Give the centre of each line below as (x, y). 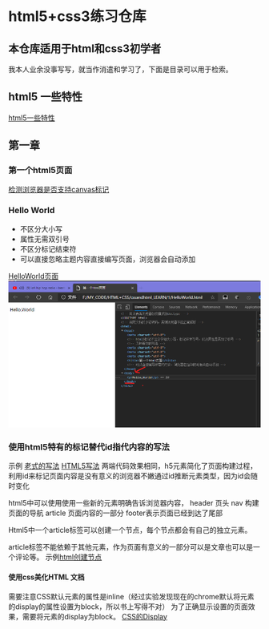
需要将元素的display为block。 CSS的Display (95, 616)
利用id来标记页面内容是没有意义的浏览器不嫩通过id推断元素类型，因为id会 (129, 476)
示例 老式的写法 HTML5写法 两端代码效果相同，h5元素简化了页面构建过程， (133, 466)
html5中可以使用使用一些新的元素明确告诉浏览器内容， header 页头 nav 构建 (134, 503)
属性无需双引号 (44, 239)
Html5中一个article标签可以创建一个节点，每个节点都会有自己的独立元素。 (130, 530)
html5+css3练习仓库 (77, 16)
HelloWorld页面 (33, 276)
